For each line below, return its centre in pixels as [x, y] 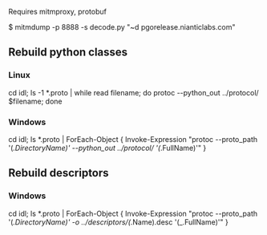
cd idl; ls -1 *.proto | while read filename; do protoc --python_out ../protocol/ [133, 92]
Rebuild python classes [68, 53]
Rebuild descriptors [59, 173]
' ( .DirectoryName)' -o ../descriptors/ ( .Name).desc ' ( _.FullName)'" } [118, 222]
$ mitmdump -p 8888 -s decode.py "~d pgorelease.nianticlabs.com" [122, 27]
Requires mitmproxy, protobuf [57, 12]
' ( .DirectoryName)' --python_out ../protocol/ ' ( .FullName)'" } [107, 148]
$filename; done [35, 101]
